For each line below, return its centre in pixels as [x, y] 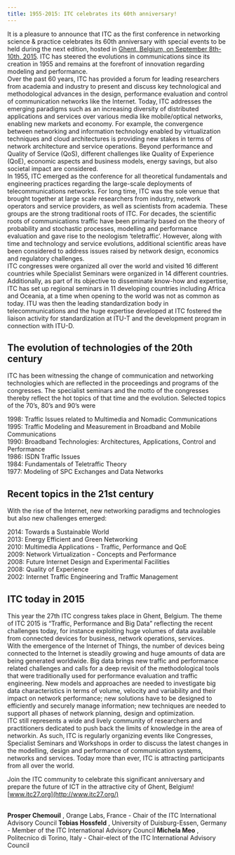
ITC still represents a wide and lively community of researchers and [105, 721]
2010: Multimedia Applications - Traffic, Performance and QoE [97, 547]
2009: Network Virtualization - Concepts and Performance [92, 554]
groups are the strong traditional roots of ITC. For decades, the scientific [112, 213]
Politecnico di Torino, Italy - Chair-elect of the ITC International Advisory [112, 838]
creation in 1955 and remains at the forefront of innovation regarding [106, 63]
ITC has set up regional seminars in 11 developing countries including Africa [116, 288]
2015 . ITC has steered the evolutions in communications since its [116, 56]
